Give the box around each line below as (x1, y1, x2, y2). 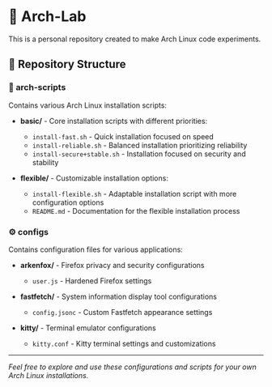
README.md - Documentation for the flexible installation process (32, 206, 240, 215)
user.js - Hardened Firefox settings (32, 275, 152, 286)
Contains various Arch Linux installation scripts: (8, 100, 168, 110)
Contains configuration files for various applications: (8, 245, 184, 254)
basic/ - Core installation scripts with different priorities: (19, 116, 208, 125)
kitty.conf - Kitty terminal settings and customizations (32, 338, 216, 348)
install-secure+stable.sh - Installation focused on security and (32, 149, 246, 159)
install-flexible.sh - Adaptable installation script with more (32, 189, 237, 198)
